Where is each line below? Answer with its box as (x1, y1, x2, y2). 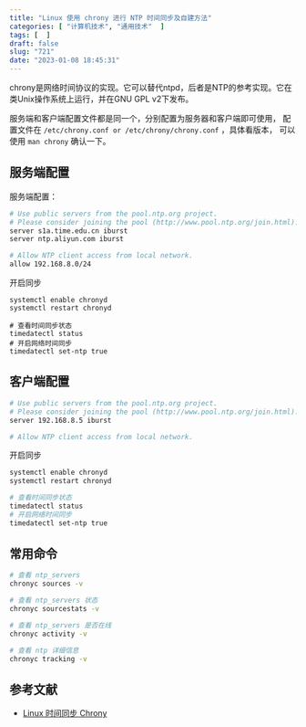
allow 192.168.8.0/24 (9, 259, 92, 269)
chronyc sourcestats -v (9, 605, 100, 614)
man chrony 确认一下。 (26, 136, 111, 146)
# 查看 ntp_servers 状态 (9, 595, 98, 606)
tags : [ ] (9, 30, 51, 39)
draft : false (9, 38, 59, 48)
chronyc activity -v (9, 629, 88, 638)
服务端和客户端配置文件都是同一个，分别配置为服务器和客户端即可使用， (9, 113, 280, 123)
